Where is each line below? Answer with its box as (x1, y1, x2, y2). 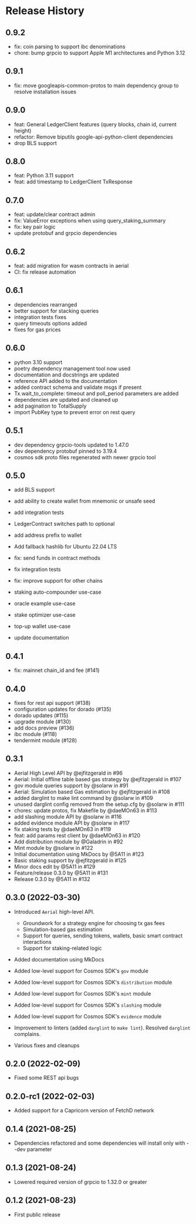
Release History (5, 4, 85, 18)
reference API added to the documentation (13, 377, 118, 384)
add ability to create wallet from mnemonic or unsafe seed (13, 497, 156, 505)
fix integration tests (13, 566, 61, 573)
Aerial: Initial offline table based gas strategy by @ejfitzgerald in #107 (13, 775, 181, 782)
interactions (22, 938, 52, 945)
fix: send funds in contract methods (13, 554, 101, 561)
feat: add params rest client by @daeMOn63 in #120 (13, 832, 140, 839)
